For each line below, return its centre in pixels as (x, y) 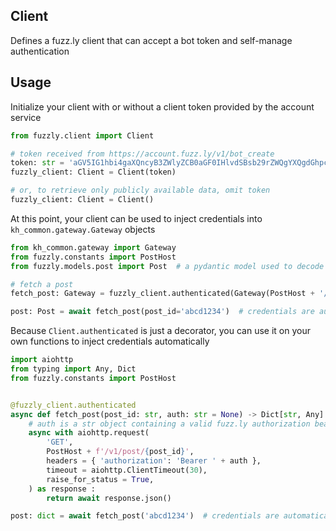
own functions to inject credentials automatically (110, 341)
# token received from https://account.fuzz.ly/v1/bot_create (142, 154)
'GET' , (60, 442)
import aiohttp (42, 360)
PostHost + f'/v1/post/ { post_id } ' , (120, 452)
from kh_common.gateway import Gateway (93, 247)
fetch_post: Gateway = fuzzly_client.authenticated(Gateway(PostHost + (162, 294)
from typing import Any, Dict (73, 369)
